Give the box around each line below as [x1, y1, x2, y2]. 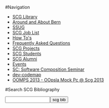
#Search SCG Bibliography [5, 87, 60, 92]
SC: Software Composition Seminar [12, 66, 85, 72]
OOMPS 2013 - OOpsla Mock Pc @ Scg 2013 [12, 77, 104, 83]
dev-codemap [12, 72, 41, 77]
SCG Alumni [12, 56, 37, 61]
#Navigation [5, 4, 30, 10]
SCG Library [12, 14, 38, 19]
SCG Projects [12, 46, 40, 51]
